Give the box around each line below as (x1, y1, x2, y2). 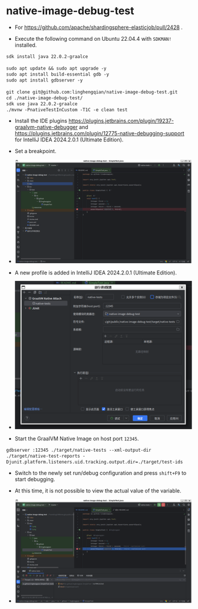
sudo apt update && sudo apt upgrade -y (6, 65, 107, 72)
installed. (14, 41, 37, 48)
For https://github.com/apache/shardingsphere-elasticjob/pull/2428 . (14, 24, 183, 31)
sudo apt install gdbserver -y (6, 77, 83, 83)
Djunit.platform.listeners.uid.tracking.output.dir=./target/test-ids (6, 459, 183, 465)
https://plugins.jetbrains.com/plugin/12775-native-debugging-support (14, 129, 184, 137)
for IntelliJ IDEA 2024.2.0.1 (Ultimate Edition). (14, 136, 124, 143)
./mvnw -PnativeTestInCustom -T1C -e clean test (6, 106, 128, 113)
